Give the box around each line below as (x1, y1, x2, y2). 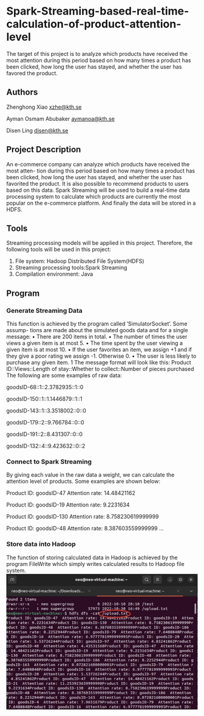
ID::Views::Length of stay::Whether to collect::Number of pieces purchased (6, 366, 194, 373)
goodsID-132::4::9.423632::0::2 (6, 442, 86, 450)
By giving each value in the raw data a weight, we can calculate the (6, 471, 175, 479)
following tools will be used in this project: (6, 246, 111, 253)
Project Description (6, 145, 81, 155)
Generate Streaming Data (6, 306, 83, 315)
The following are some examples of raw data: (6, 372, 123, 379)
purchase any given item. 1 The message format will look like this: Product (6, 359, 191, 366)
